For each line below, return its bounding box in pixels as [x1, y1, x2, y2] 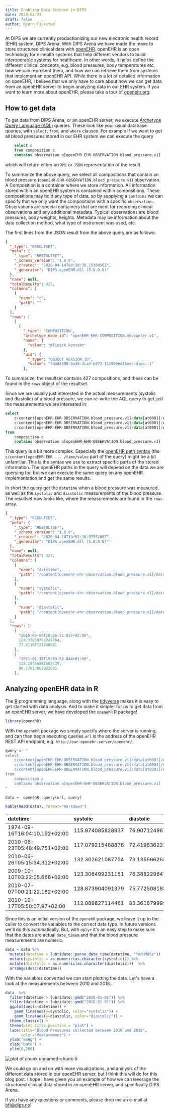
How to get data [5, 104, 56, 112]
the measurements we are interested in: [5, 401, 88, 407]
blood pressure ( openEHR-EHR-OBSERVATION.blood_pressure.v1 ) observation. [5, 176, 161, 182]
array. [5, 501, 18, 507]
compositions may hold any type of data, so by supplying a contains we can [5, 193, 163, 199]
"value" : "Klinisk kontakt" [27, 342, 87, 348]
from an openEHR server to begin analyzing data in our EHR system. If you [5, 84, 159, 90]
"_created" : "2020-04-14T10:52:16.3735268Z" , [14, 534, 112, 539]
